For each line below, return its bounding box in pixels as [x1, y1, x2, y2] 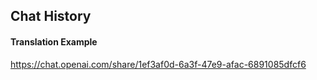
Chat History [10, 8, 92, 25]
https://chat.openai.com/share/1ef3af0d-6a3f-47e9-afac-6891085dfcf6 [10, 58, 307, 70]
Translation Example [10, 35, 98, 48]
